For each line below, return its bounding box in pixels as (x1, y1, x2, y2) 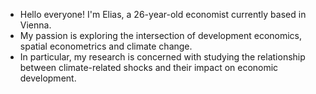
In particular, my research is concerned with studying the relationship (19, 51, 306, 63)
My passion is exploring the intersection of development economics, (19, 30, 303, 41)
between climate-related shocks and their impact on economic (19, 62, 279, 73)
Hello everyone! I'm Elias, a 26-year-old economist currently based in (19, 9, 307, 20)
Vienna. (19, 19, 52, 31)
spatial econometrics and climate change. (19, 40, 193, 52)
